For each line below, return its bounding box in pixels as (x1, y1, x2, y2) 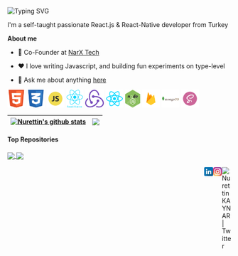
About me (7, 34, 38, 43)
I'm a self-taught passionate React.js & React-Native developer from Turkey (7, 21, 229, 28)
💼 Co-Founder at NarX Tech (17, 48, 99, 56)
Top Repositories (7, 135, 59, 144)
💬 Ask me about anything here (17, 75, 107, 84)
